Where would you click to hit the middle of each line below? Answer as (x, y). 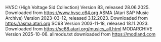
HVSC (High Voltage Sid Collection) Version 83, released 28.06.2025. (78, 7)
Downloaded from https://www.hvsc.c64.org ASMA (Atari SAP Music (77, 13)
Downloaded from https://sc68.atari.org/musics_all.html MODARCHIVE (79, 29)
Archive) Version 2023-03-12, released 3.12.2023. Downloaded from (77, 18)
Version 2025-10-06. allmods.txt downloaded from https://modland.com (80, 34)
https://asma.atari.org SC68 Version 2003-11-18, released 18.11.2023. (77, 23)
